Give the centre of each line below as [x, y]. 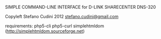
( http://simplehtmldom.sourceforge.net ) [45, 31]
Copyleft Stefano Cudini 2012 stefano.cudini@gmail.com [62, 16]
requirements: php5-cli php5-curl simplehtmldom [55, 26]
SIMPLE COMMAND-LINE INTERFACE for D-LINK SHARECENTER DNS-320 [80, 7]
